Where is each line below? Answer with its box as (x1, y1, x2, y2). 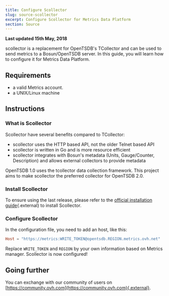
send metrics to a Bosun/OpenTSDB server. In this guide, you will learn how (5, 51, 164, 57)
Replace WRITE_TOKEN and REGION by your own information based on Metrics (5, 246, 163, 252)
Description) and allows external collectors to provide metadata (12, 157, 146, 163)
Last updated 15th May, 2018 (5, 36, 68, 42)
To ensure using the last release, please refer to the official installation (5, 197, 153, 203)
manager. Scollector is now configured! (5, 251, 88, 257)
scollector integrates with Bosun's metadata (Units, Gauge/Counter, (12, 152, 155, 158)
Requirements (5, 71, 51, 79)
